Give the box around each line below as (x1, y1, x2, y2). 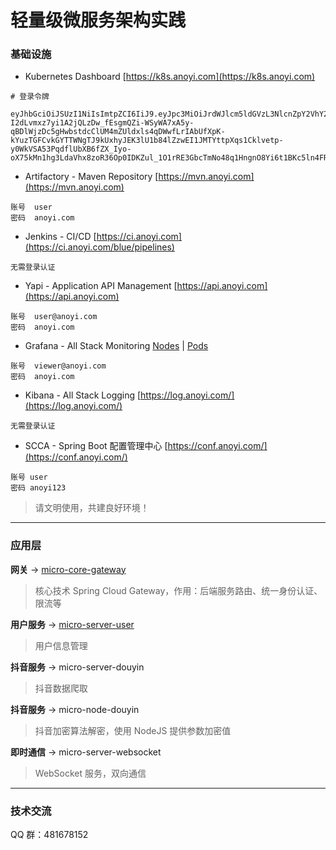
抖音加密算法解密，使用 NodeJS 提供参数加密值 (34, 724, 232, 736)
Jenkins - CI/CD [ (24, 231, 97, 243)
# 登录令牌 (10, 92, 50, 102)
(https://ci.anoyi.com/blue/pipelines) (24, 241, 175, 253)
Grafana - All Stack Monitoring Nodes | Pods (24, 340, 209, 352)
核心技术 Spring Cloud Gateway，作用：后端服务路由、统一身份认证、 (34, 584, 323, 596)
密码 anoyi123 (10, 483, 67, 493)
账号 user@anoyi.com (10, 312, 98, 322)
